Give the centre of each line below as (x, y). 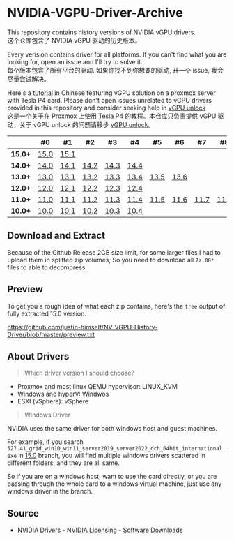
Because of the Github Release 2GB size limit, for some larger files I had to (114, 252)
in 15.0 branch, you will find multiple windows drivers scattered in (112, 456)
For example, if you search (45, 442)
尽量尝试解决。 (29, 79)
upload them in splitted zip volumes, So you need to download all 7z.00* (111, 260)
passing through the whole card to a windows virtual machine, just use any (115, 484)
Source (23, 513)
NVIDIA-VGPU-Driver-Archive (95, 13)
